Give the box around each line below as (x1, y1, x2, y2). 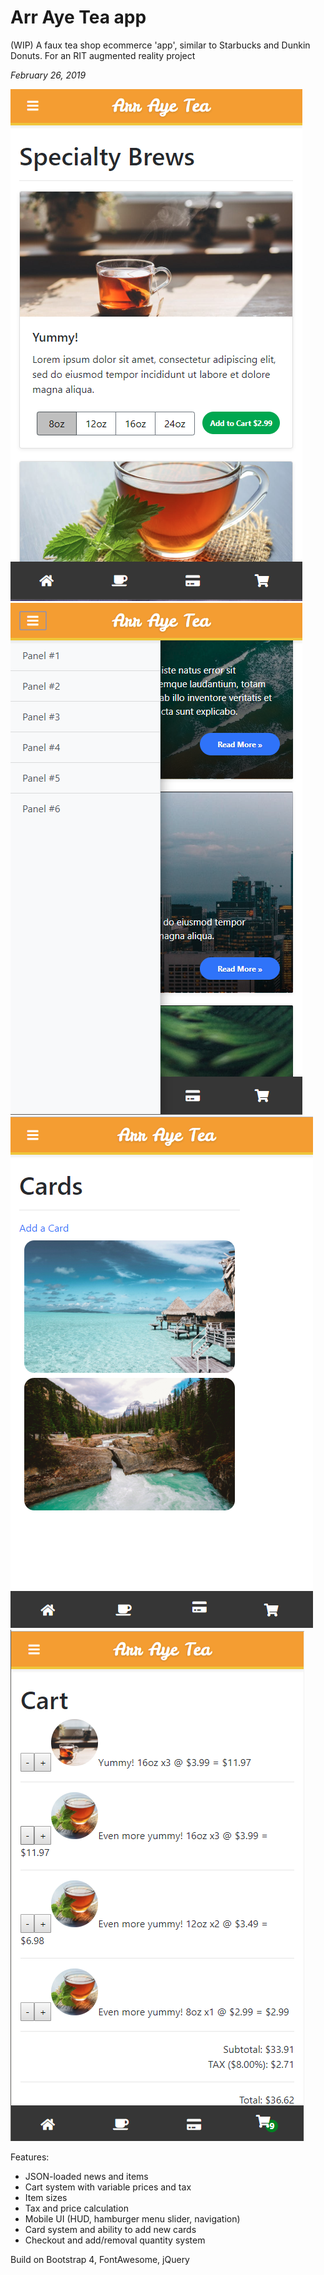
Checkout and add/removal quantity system (24, 2234, 206, 2246)
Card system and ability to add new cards (24, 2223, 197, 2235)
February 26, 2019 (10, 69, 87, 81)
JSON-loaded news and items (24, 2170, 149, 2182)
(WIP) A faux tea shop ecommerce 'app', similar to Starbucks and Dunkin (10, 39, 311, 51)
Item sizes (24, 2191, 68, 2203)
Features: (10, 2151, 50, 2163)
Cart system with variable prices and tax (24, 2181, 192, 2193)
